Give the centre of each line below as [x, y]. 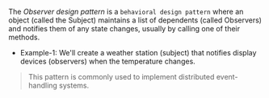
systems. [74, 85]
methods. [24, 37]
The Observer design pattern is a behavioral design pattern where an [126, 12]
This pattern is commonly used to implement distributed [121, 77]
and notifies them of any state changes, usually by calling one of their [124, 29]
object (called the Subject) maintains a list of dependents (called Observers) [135, 20]
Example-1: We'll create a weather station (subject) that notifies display [138, 53]
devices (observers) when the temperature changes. [107, 61]
